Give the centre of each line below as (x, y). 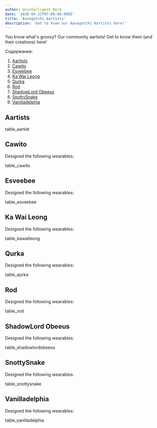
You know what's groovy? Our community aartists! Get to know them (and (79, 37)
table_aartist (17, 129)
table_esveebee (21, 202)
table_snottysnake (23, 384)
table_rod (15, 311)
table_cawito (18, 165)
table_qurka (17, 274)
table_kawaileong (23, 238)
